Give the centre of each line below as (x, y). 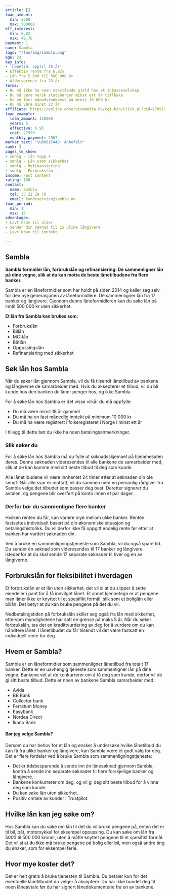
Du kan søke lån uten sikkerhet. (45, 793)
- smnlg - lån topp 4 (28, 157)
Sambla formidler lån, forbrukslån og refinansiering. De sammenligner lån (84, 269)
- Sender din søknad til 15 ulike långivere (53, 227)
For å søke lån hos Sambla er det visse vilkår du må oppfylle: (69, 402)
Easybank (23, 712)
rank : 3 (13, 147)
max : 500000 (23, 24)
